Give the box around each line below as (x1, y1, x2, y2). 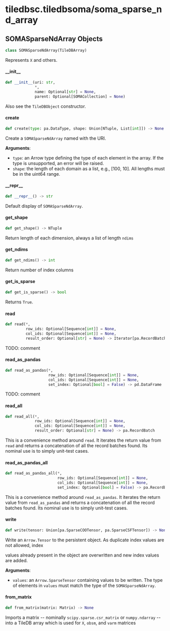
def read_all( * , (5, 414, 39, 419)
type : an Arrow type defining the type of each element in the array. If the (12, 154, 164, 161)
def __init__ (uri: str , (5, 80, 56, 85)
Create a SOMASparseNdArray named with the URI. (5, 135, 106, 141)
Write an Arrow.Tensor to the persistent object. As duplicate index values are (5, 537, 164, 543)
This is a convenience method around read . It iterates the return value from (5, 437, 161, 444)
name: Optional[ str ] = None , (34, 89, 96, 94)
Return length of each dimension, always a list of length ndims (5, 234, 134, 241)
